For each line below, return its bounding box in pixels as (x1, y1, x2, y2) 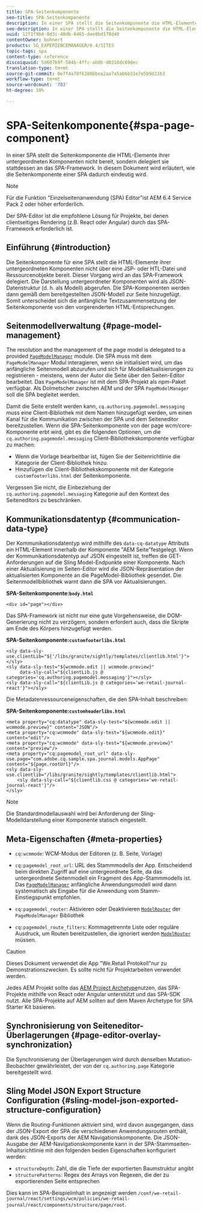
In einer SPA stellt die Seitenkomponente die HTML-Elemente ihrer (6, 151, 170, 159)
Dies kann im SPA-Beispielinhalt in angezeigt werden (6, 1189, 137, 1197)
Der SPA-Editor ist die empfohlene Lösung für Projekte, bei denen (6, 212, 169, 219)
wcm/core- (165, 422, 192, 429)
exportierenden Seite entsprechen (14, 1177, 100, 1184)
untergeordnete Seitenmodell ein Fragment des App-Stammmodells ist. (14, 874, 192, 882)
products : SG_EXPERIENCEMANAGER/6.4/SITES (6, 43, 114, 49)
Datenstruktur (6, 284, 41, 291)
